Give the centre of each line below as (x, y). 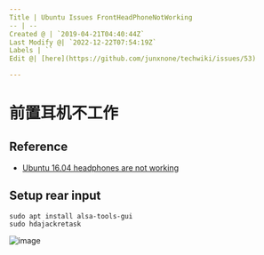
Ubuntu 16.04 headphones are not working (100, 168)
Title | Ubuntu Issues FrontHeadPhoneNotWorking (101, 17)
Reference (39, 146)
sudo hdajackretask (45, 224)
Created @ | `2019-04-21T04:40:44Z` (77, 34)
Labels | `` (31, 51)
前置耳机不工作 (64, 113)
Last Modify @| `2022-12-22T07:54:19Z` (83, 42)
